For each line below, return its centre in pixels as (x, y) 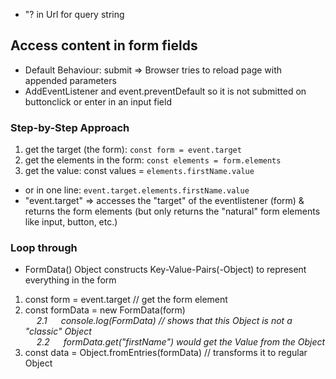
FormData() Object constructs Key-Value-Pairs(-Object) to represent (165, 270)
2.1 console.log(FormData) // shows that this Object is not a (164, 321)
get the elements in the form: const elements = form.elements (153, 160)
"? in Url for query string (74, 14)
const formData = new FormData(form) (105, 310)
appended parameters (70, 80)
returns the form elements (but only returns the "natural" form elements (172, 211)
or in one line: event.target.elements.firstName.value (137, 190)
